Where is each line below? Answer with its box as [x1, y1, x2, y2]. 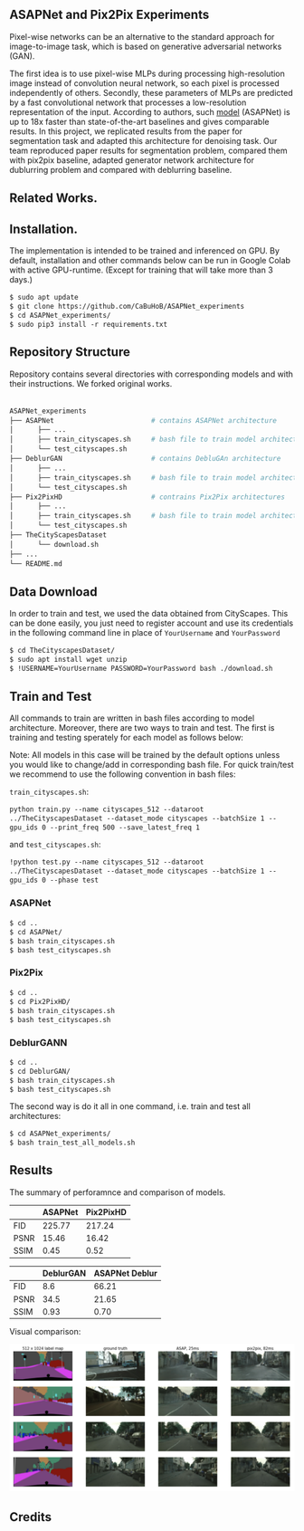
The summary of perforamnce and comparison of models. [9, 1186, 226, 1198]
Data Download [9, 584, 98, 599]
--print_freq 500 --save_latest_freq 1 [49, 823, 201, 832]
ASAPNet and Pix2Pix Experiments [9, 7, 210, 23]
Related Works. [9, 190, 98, 206]
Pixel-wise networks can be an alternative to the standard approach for [9, 31, 275, 42]
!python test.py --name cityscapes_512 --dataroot [9, 857, 204, 867]
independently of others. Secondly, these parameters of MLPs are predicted [9, 87, 293, 98]
